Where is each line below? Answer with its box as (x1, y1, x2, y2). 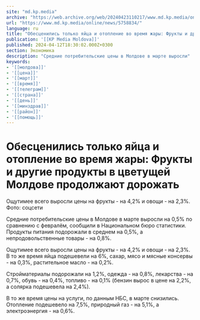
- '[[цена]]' (6, 70, 39, 76)
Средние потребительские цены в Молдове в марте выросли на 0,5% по (6, 216, 192, 223)
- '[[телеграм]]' (6, 87, 49, 93)
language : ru (6, 25, 39, 32)
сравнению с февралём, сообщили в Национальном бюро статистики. (6, 222, 186, 229)
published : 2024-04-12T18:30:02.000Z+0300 (6, 42, 113, 48)
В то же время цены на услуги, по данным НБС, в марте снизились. (6, 295, 180, 302)
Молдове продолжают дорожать (6, 178, 180, 192)
